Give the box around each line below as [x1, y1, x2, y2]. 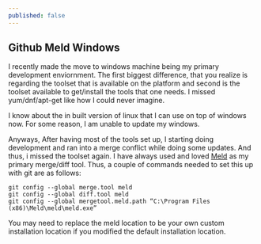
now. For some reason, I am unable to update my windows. [8, 120, 200, 129]
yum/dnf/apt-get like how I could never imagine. [8, 96, 165, 105]
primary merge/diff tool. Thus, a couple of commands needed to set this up [8, 160, 254, 170]
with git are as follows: [8, 168, 81, 178]
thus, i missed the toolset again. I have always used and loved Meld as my [8, 151, 249, 161]
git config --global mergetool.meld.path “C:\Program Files [8, 197, 211, 206]
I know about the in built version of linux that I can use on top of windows [8, 111, 247, 120]
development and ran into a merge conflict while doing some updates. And [8, 143, 252, 153]
